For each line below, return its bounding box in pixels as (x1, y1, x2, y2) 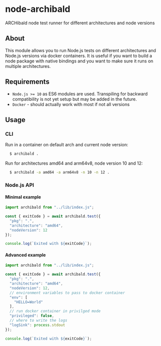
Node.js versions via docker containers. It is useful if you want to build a (5, 53, 153, 58)
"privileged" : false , (9, 313, 54, 318)
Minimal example (5, 194, 41, 200)
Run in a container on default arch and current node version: (5, 142, 129, 148)
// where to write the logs (9, 318, 68, 323)
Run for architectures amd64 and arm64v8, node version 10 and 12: (5, 160, 143, 167)
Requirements (5, 78, 50, 86)
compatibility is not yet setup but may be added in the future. (12, 96, 137, 102)
